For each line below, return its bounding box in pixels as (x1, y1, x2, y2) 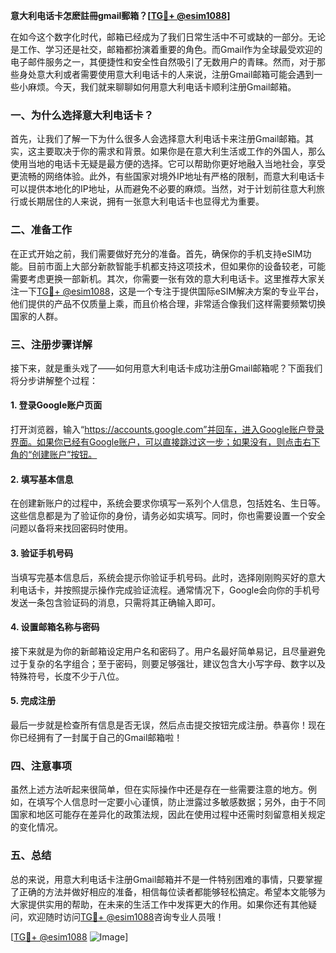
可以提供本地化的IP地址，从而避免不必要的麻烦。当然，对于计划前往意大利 (10, 183, 317, 195)
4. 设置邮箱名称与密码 (10, 621, 100, 633)
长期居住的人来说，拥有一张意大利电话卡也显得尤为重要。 (27, 195, 265, 208)
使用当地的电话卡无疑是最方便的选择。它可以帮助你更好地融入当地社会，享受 (10, 158, 326, 170)
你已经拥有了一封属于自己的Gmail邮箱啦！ (10, 731, 183, 743)
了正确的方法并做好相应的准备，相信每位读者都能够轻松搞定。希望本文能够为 (10, 885, 326, 898)
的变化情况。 (10, 821, 63, 833)
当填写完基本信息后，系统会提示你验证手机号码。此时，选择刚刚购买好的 (10, 571, 308, 583)
